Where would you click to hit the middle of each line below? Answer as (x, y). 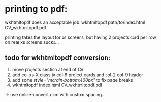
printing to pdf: (36, 9)
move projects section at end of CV (48, 69)
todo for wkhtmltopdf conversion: (58, 58)
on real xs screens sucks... (32, 42)
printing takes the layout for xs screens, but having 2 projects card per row (80, 37)
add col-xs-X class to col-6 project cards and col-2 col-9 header (78, 75)
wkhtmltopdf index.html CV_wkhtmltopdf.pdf (57, 85)
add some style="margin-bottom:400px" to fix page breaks (72, 80)
